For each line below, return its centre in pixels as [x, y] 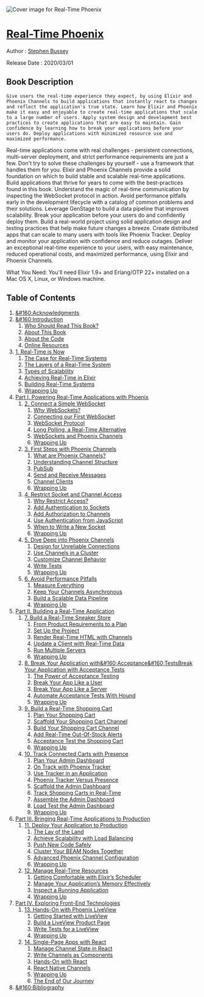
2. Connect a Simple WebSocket [65, 404]
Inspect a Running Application [71, 890]
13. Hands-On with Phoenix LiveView [70, 909]
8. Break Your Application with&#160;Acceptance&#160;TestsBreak [108, 663]
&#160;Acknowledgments [47, 313]
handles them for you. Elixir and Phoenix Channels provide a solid [89, 169]
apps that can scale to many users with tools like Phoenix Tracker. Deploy [99, 234]
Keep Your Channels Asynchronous [78, 592]
